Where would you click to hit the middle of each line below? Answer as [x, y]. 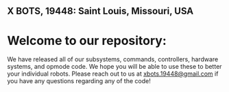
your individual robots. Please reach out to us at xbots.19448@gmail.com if [113, 74]
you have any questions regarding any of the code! [79, 81]
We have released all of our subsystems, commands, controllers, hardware [113, 59]
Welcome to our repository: [87, 41]
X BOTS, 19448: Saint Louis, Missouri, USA [100, 11]
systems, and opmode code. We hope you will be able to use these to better [114, 67]
